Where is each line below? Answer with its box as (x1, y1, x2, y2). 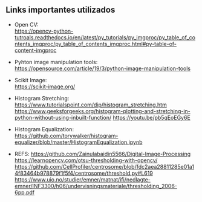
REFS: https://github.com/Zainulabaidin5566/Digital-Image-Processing (14, 150, 191, 157)
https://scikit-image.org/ (14, 83, 76, 90)
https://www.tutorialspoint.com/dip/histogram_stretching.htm (14, 101, 167, 108)
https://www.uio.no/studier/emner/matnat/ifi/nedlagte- (14, 175, 151, 183)
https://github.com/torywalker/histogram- (14, 132, 119, 139)
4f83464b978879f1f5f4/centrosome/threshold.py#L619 (14, 169, 154, 177)
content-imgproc (14, 47, 57, 54)
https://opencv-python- (14, 27, 74, 34)
